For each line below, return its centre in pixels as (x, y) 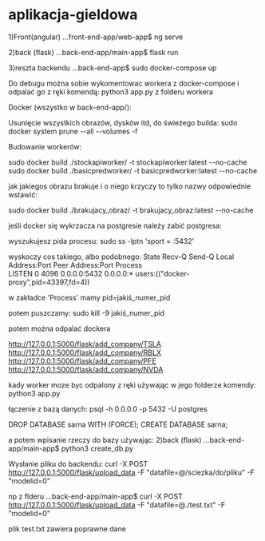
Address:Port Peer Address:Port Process (75, 265)
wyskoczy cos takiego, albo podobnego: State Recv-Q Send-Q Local (121, 257)
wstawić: (23, 194)
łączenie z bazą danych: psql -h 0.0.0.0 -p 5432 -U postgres (108, 408)
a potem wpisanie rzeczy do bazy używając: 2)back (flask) (105, 440)
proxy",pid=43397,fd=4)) (49, 282)
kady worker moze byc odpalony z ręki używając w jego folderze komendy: (132, 384)
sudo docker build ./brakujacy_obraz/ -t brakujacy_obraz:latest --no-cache (131, 210)
